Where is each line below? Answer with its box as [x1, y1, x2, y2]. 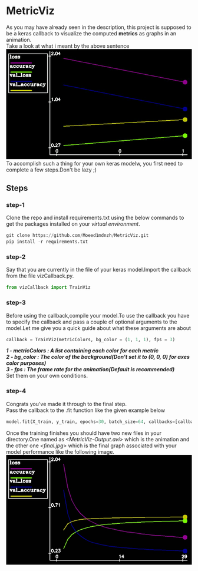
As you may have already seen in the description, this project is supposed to [6, 24, 192, 31]
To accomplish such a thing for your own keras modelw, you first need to [6, 160, 183, 167]
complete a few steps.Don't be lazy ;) [6, 166, 97, 173]
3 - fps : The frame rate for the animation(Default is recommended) [6, 366, 175, 373]
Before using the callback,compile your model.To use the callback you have [6, 312, 190, 319]
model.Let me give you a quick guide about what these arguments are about [6, 324, 192, 331]
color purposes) [6, 359, 47, 367]
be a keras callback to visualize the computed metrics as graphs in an [6, 29, 177, 37]
